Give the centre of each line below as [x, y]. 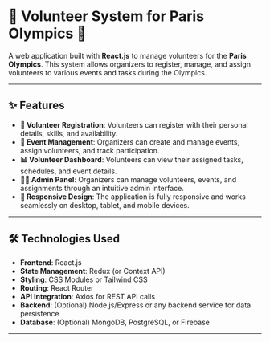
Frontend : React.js [51, 262]
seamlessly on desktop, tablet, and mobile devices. [105, 205]
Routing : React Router [57, 287]
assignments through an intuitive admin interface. [102, 188]
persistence [40, 313]
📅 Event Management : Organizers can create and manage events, [130, 142]
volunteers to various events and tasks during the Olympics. [108, 72]
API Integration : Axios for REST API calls [87, 296]
